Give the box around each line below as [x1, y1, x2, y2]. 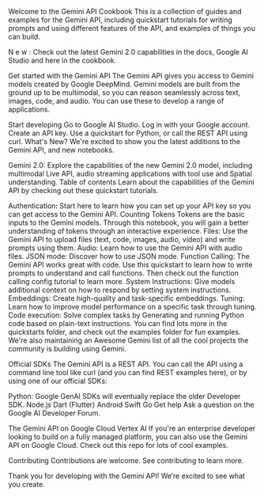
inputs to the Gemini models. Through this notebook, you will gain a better [8, 218, 249, 227]
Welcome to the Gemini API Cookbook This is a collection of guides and [8, 7, 242, 16]
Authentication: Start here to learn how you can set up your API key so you [8, 201, 251, 211]
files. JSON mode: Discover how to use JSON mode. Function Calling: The [8, 252, 251, 260]
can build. [8, 32, 41, 41]
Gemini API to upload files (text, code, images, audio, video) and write [8, 235, 236, 244]
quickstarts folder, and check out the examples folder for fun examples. [8, 328, 241, 336]
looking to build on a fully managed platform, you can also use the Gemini [8, 432, 247, 442]
